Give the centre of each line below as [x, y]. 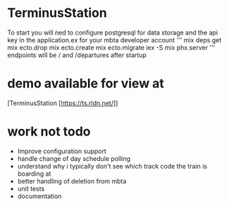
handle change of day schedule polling [74, 158]
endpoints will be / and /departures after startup [77, 55]
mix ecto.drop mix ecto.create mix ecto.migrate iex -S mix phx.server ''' [111, 47]
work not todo [49, 132]
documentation [39, 196]
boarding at [34, 174]
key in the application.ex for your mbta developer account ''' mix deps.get [114, 40]
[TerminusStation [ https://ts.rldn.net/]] [63, 103]
